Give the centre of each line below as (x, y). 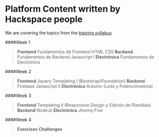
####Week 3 (18, 96)
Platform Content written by (63, 9)
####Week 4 (18, 119)
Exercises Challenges (40, 129)
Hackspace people (44, 19)
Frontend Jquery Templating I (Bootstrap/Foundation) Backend (81, 81)
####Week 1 (18, 42)
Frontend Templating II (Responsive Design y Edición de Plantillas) (84, 105)
